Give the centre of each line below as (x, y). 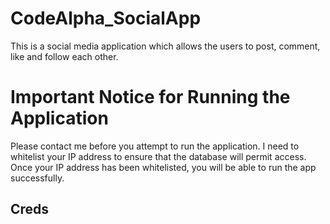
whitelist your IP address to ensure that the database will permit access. (158, 156)
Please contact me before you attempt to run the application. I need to (155, 146)
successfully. (37, 178)
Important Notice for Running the (150, 97)
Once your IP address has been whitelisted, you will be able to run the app (163, 167)
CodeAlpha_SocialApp (106, 18)
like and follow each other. (64, 56)
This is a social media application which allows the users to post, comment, (165, 46)
